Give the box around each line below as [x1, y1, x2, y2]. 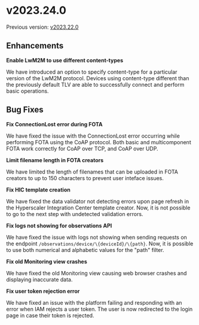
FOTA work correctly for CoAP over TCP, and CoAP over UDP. [6, 145, 158, 152]
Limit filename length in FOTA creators [6, 156, 104, 163]
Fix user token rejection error [6, 287, 80, 294]
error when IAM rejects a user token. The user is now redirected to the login [6, 305, 193, 312]
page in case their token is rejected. [6, 312, 94, 319]
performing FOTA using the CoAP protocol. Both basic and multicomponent [6, 138, 191, 145]
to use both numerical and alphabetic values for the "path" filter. [6, 246, 164, 253]
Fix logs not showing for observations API [6, 222, 112, 229]
